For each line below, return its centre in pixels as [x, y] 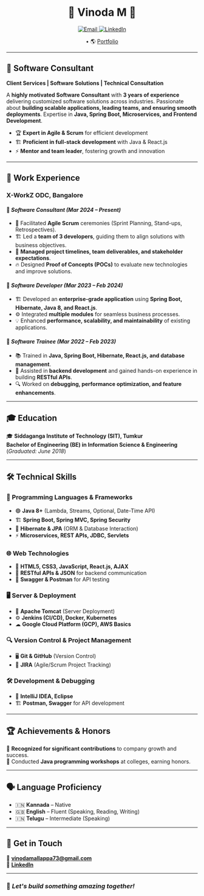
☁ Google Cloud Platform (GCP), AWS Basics [73, 624]
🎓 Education [32, 418]
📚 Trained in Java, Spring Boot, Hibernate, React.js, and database [100, 355]
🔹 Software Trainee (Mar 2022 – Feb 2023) [61, 342]
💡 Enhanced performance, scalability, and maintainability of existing [103, 321]
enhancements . [35, 392]
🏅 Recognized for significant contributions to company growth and [92, 748]
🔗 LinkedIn [20, 864]
